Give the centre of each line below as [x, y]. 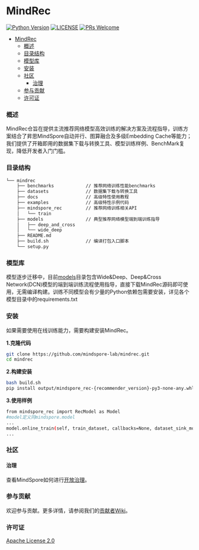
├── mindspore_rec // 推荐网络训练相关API [77, 208]
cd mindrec [20, 360]
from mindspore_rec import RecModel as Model [63, 412]
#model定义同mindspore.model [41, 417]
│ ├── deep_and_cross [46, 225]
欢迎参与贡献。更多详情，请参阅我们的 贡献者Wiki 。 [69, 510]
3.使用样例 [19, 400]
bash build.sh [24, 383]
